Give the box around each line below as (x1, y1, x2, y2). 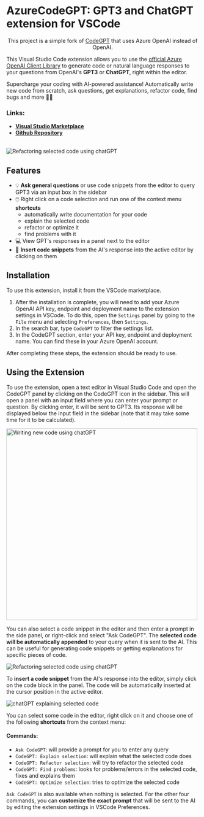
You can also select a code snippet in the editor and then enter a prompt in (6, 625, 194, 632)
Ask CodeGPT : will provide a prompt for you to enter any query (15, 746, 169, 753)
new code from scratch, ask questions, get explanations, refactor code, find (6, 86, 197, 94)
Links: (6, 109, 25, 117)
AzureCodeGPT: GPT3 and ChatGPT (6, 4, 194, 18)
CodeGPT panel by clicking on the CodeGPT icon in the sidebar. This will (6, 390, 189, 397)
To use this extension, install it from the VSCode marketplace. (6, 286, 162, 294)
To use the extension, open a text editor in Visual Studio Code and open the (6, 383, 197, 391)
